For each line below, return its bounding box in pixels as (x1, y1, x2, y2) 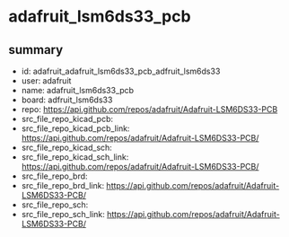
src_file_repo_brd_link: (21, 180, 105, 190)
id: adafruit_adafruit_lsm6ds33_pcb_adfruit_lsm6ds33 (21, 66, 221, 76)
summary (8, 42, 64, 57)
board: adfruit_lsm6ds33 (21, 94, 113, 105)
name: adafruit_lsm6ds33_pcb (21, 85, 135, 95)
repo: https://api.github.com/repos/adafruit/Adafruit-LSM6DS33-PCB (21, 104, 278, 114)
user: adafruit (21, 75, 72, 86)
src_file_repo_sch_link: (21, 209, 105, 219)
